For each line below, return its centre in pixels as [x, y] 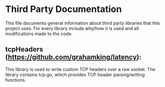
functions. [16, 80]
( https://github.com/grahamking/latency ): [73, 57]
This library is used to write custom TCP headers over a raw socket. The [80, 69]
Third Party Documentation [64, 9]
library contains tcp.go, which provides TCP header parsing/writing [75, 74]
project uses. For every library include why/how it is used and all [72, 28]
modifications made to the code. [39, 33]
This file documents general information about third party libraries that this [83, 23]
